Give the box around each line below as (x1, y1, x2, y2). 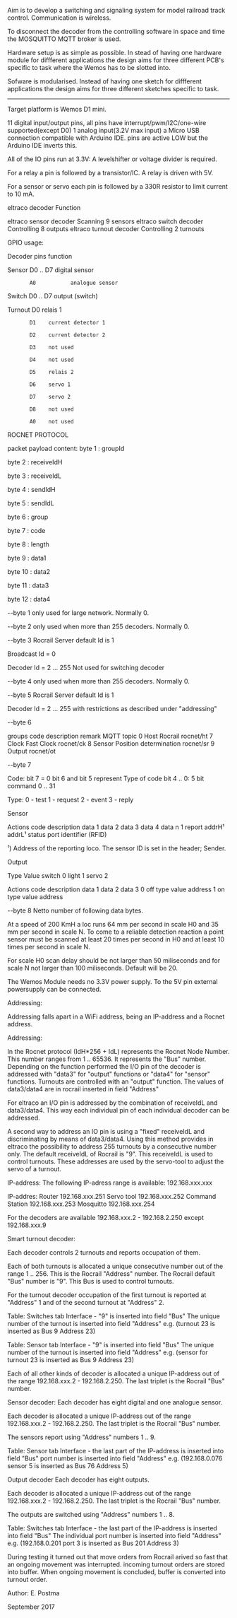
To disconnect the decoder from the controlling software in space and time (7, 28, 226, 35)
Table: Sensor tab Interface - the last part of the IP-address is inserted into (7, 1447, 224, 1455)
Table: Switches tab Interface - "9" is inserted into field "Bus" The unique (7, 1312, 220, 1320)
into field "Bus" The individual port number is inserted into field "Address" (7, 1532, 222, 1540)
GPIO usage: (7, 238, 44, 247)
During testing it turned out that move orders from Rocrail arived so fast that (7, 1553, 228, 1561)
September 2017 (7, 1602, 55, 1611)
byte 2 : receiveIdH (7, 458, 63, 466)
